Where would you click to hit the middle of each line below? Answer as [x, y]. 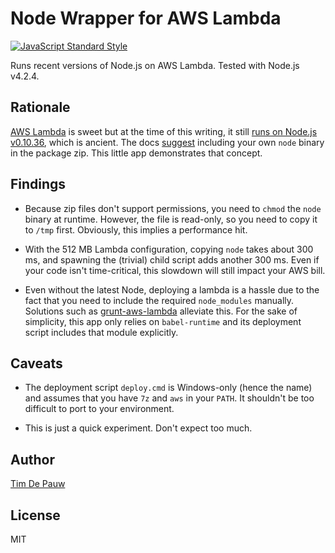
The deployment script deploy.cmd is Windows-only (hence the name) [168, 388]
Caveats [36, 363]
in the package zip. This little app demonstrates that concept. [136, 153]
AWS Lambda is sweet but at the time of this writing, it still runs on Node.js [164, 131]
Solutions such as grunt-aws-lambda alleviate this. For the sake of [161, 311]
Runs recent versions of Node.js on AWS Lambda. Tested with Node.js [155, 65]
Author [32, 459]
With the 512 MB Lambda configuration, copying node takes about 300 [169, 249]
